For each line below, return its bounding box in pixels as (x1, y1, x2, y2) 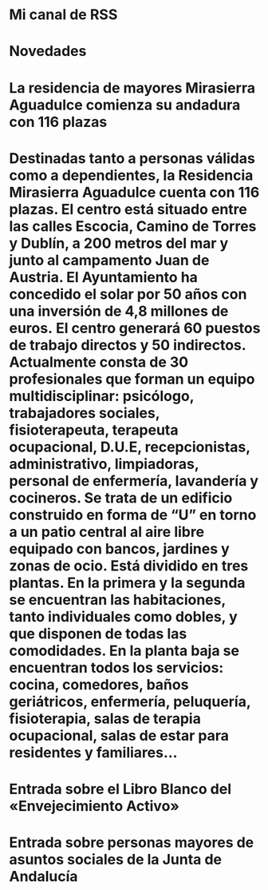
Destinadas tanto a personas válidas (9, 149, 256, 167)
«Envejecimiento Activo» (9, 797, 180, 815)
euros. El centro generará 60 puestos (9, 319, 261, 337)
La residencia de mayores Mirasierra (9, 78, 256, 97)
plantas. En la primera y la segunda (9, 574, 246, 592)
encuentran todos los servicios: (9, 658, 224, 677)
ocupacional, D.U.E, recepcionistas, (9, 438, 250, 456)
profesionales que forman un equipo (9, 370, 255, 388)
